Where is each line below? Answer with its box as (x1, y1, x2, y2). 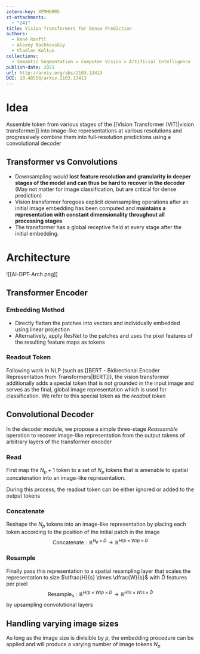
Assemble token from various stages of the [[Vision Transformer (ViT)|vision (6, 121, 194, 128)
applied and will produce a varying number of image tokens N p (6, 641, 161, 649)
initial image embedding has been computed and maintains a (14, 204, 166, 212)
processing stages (14, 217, 63, 224)
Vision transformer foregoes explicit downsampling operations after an (14, 198, 189, 205)
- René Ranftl (11, 36, 47, 42)
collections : (6, 53, 39, 59)
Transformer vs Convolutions (6, 157, 118, 167)
